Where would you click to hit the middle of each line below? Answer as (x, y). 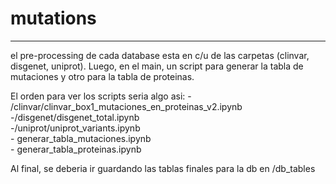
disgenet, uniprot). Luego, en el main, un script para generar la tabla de (157, 66)
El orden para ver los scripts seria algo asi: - (101, 96)
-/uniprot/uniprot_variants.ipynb (75, 128)
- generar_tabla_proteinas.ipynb (76, 149)
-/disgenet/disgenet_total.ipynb (75, 117)
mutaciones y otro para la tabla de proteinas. (102, 76)
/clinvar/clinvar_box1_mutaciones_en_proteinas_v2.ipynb (126, 106)
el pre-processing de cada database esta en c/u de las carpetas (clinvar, (160, 55)
